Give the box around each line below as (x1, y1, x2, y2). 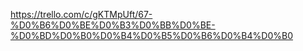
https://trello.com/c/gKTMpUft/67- (10, 9, 153, 20)
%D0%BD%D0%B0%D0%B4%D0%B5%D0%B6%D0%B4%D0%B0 (10, 30, 293, 41)
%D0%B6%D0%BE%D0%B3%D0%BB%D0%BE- (10, 19, 216, 31)
